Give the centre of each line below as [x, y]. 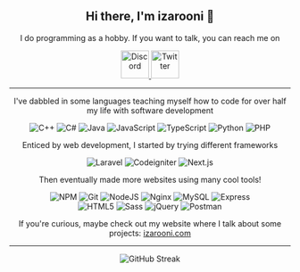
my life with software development [150, 110]
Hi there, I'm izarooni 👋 [150, 16]
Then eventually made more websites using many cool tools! [150, 179]
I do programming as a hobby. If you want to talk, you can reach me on [150, 37]
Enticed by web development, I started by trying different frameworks [150, 144]
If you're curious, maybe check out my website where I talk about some [150, 223]
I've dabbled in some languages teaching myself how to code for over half [150, 101]
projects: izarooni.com [150, 233]
